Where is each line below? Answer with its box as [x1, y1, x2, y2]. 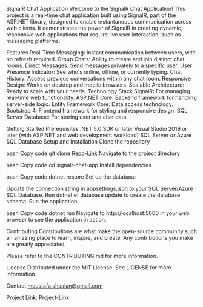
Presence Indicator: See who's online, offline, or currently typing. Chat [6, 68, 182, 75]
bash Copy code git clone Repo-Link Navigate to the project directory [6, 150, 180, 157]
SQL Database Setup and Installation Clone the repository [6, 138, 150, 145]
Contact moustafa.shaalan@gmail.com [6, 282, 103, 289]
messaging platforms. [6, 38, 61, 44]
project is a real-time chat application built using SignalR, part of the [6, 12, 176, 19]
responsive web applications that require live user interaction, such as [6, 31, 181, 38]
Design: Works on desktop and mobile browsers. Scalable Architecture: [6, 81, 185, 88]
